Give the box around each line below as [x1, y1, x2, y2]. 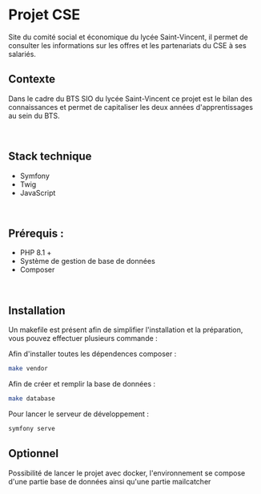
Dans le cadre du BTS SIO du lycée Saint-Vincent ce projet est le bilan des [8, 94, 253, 103]
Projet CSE [8, 6, 81, 24]
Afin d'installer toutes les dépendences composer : [8, 349, 177, 358]
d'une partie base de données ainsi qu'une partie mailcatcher [8, 476, 211, 486]
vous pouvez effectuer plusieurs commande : [8, 334, 158, 343]
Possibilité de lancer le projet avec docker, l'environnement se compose [8, 468, 246, 478]
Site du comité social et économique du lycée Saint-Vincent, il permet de [8, 32, 248, 42]
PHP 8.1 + [19, 248, 52, 257]
